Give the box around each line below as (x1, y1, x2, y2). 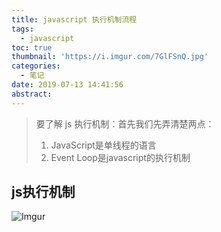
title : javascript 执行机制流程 (11, 14, 138, 25)
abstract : (11, 89, 53, 99)
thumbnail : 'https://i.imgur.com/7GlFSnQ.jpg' (11, 52, 209, 62)
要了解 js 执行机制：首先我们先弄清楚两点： (35, 117, 215, 130)
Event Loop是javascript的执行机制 (50, 151, 191, 163)
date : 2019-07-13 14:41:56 (11, 80, 124, 90)
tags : (11, 24, 34, 34)
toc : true (11, 42, 53, 53)
